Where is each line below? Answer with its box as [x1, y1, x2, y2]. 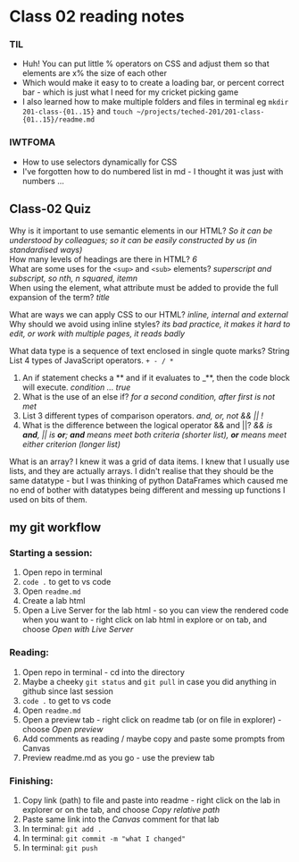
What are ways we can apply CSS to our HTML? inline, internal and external [9, 308, 288, 319]
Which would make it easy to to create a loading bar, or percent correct [21, 78, 285, 89]
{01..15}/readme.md [21, 115, 96, 124]
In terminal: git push [21, 842, 98, 853]
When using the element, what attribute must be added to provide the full [9, 282, 278, 292]
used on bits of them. [9, 494, 87, 504]
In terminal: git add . [21, 823, 103, 833]
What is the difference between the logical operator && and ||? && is [21, 419, 273, 430]
